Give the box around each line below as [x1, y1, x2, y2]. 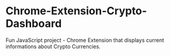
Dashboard [5, 17, 62, 30]
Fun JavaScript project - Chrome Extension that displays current [5, 36, 165, 43]
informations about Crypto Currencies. [5, 43, 101, 50]
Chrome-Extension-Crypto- [5, 4, 147, 18]
